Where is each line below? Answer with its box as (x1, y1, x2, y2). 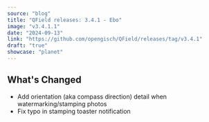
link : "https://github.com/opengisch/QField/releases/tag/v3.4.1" (7, 36, 203, 43)
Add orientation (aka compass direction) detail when (17, 92, 167, 101)
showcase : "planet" (7, 49, 64, 56)
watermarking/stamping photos (17, 99, 107, 108)
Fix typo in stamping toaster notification (17, 107, 131, 115)
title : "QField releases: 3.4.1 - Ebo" (7, 17, 122, 23)
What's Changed (7, 74, 82, 86)
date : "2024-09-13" (7, 29, 64, 37)
